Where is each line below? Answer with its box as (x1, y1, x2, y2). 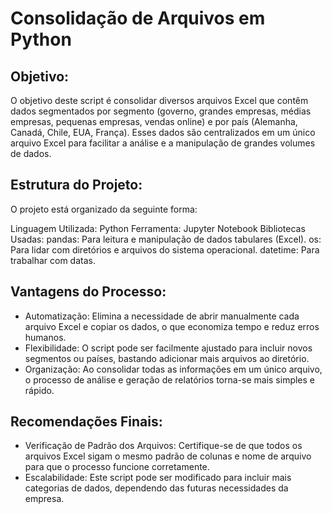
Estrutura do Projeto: (10, 177, 143, 194)
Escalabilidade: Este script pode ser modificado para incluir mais (24, 472, 292, 484)
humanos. (24, 331, 67, 343)
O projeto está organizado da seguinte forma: (10, 203, 198, 215)
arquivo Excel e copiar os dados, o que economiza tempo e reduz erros (24, 320, 320, 332)
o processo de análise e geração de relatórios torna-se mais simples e (24, 373, 316, 386)
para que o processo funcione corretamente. (24, 461, 210, 473)
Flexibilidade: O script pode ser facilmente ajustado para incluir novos (24, 342, 313, 354)
